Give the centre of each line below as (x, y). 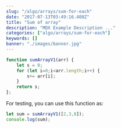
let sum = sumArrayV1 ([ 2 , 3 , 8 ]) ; (45, 114)
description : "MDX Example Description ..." (61, 28)
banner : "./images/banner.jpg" (44, 44)
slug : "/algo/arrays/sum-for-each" (49, 11)
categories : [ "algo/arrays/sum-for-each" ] (58, 33)
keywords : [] (22, 38)
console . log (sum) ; (28, 119)
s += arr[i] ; (42, 76)
